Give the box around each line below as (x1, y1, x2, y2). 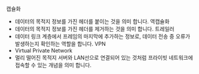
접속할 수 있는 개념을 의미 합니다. (14, 61, 91, 69)
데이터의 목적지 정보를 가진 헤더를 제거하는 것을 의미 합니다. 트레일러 (14, 26, 174, 32)
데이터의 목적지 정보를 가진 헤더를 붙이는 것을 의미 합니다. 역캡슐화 (14, 18, 170, 25)
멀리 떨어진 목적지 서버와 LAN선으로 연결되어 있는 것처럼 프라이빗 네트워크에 (14, 54, 193, 61)
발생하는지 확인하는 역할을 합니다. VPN (14, 41, 106, 47)
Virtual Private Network (14, 47, 73, 54)
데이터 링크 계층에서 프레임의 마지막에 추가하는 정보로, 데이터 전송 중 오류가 (14, 33, 191, 40)
